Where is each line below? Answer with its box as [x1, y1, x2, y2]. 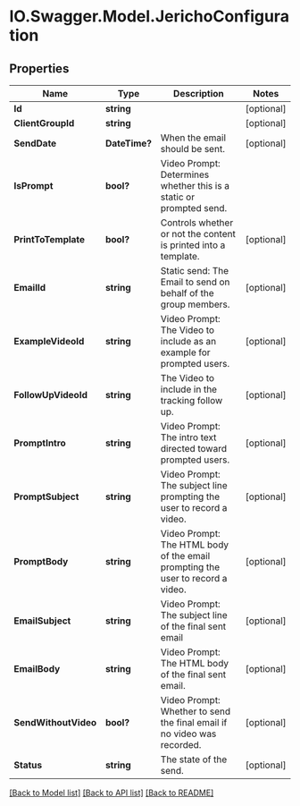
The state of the [160, 753, 228, 766]
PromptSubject [13, 490, 79, 503]
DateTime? [105, 137, 153, 149]
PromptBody [13, 556, 69, 567]
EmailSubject [13, 615, 71, 627]
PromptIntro [13, 437, 67, 449]
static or [160, 191, 195, 203]
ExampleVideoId [13, 335, 85, 347]
